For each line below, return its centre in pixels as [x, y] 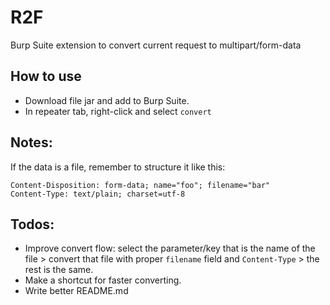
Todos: [32, 224]
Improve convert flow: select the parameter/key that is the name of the [170, 248]
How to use [46, 76]
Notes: [31, 142]
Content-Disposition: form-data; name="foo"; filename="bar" [140, 185]
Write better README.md [76, 291]
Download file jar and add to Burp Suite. [107, 100]
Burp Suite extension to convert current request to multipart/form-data [156, 45]
